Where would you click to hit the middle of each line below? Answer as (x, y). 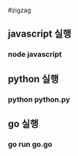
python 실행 (33, 79)
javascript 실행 (40, 34)
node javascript (35, 54)
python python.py (39, 99)
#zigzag (19, 10)
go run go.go (30, 144)
